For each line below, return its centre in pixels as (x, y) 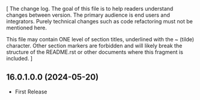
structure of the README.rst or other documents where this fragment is (95, 52)
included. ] (20, 58)
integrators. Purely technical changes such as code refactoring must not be (100, 21)
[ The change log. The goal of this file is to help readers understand (90, 9)
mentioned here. (26, 28)
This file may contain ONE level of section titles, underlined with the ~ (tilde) (100, 39)
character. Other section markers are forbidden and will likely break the (94, 46)
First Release (31, 92)
